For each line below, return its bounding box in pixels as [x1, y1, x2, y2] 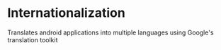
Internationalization [7, 5, 125, 21]
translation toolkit [7, 35, 58, 44]
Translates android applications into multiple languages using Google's [7, 28, 214, 37]
